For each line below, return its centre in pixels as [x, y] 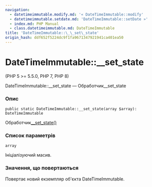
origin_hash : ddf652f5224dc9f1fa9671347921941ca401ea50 [64, 38]
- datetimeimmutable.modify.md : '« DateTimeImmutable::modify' [76, 14]
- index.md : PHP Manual [34, 24]
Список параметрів [30, 136]
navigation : [17, 10]
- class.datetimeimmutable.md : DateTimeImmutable [62, 28]
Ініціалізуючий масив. [28, 155]
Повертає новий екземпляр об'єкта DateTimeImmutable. [65, 179]
